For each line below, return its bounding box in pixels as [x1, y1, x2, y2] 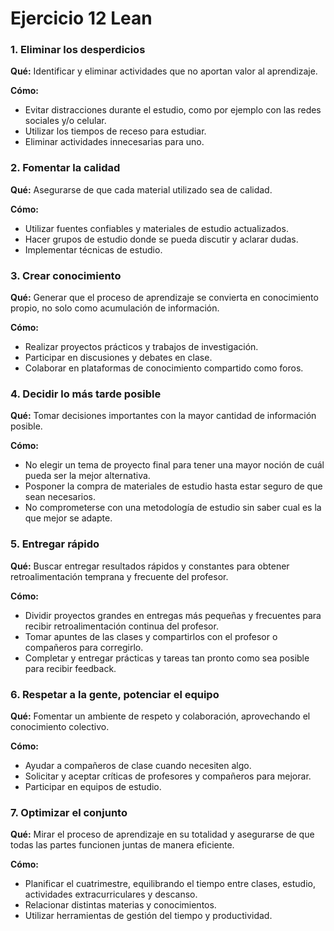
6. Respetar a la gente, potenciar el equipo [10, 687, 220, 701]
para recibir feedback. [24, 662, 117, 674]
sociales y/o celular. [24, 115, 107, 127]
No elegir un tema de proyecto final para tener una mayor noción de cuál [24, 459, 325, 471]
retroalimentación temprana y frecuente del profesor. [10, 570, 229, 582]
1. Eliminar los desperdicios [10, 43, 146, 57]
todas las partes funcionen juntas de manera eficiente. [10, 839, 235, 851]
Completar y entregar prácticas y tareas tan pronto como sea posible [24, 652, 310, 664]
